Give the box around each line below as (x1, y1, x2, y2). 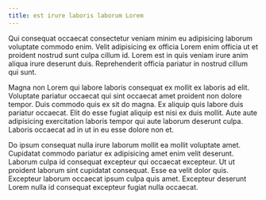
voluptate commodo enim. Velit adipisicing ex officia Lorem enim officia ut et (8, 41, 259, 52)
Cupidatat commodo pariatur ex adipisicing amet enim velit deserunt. (8, 148, 234, 158)
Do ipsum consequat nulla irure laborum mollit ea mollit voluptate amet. (8, 140, 241, 149)
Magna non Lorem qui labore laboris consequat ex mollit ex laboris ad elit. (8, 83, 250, 92)
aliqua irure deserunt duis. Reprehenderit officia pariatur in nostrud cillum (8, 59, 249, 68)
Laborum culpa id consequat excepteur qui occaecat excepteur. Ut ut (8, 156, 236, 167)
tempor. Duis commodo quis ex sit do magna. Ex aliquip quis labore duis (8, 99, 244, 109)
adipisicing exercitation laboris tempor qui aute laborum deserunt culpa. (8, 116, 244, 125)
